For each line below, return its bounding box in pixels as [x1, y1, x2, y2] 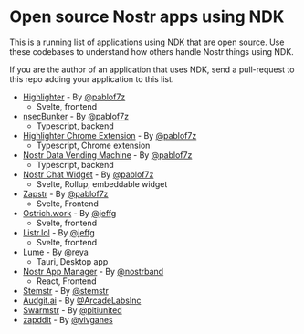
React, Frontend [36, 276, 98, 287]
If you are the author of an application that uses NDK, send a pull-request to [9, 64, 295, 75]
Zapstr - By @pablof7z [22, 188, 109, 199]
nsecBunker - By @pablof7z [22, 110, 130, 121]
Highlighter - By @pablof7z [22, 91, 126, 102]
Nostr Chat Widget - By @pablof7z [22, 169, 154, 180]
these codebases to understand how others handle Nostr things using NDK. [9, 46, 294, 57]
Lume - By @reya [22, 246, 89, 257]
